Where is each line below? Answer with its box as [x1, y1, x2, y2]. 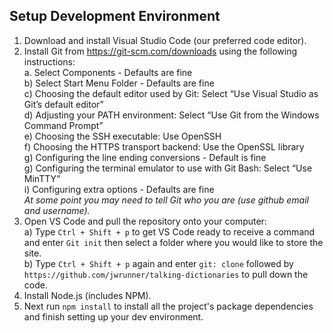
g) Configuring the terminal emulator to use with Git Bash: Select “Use [23, 162, 313, 174]
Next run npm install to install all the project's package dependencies [23, 300, 314, 312]
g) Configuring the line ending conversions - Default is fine [23, 151, 267, 163]
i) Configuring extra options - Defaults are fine [23, 183, 215, 195]
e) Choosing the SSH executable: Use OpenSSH [23, 130, 222, 142]
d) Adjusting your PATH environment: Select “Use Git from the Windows [23, 109, 320, 121]
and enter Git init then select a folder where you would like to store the [23, 236, 324, 248]
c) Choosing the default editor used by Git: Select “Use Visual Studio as [23, 87, 319, 99]
